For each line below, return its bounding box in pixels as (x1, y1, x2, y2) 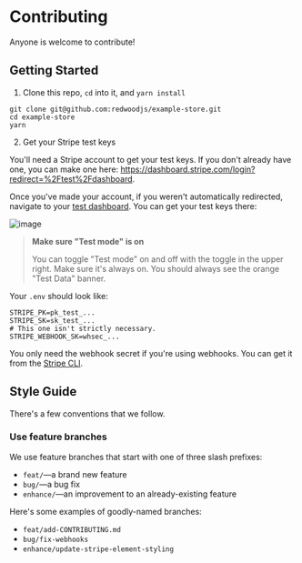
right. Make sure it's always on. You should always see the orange (31, 263, 280, 274)
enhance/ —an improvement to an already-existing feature (22, 488, 237, 499)
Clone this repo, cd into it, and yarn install (22, 86, 186, 97)
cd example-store (9, 112, 75, 122)
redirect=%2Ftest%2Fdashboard (9, 173, 134, 184)
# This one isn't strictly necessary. (9, 324, 156, 333)
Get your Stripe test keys (22, 136, 116, 147)
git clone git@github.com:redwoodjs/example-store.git (9, 105, 222, 114)
